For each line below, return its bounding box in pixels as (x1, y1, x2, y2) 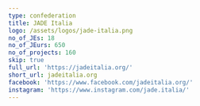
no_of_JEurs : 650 (8, 41, 66, 49)
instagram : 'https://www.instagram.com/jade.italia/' (8, 85, 190, 94)
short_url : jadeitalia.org (8, 71, 98, 79)
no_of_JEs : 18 (8, 33, 56, 42)
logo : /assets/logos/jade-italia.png (8, 26, 133, 34)
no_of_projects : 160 (8, 49, 77, 57)
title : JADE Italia (8, 19, 73, 27)
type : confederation (8, 11, 77, 20)
